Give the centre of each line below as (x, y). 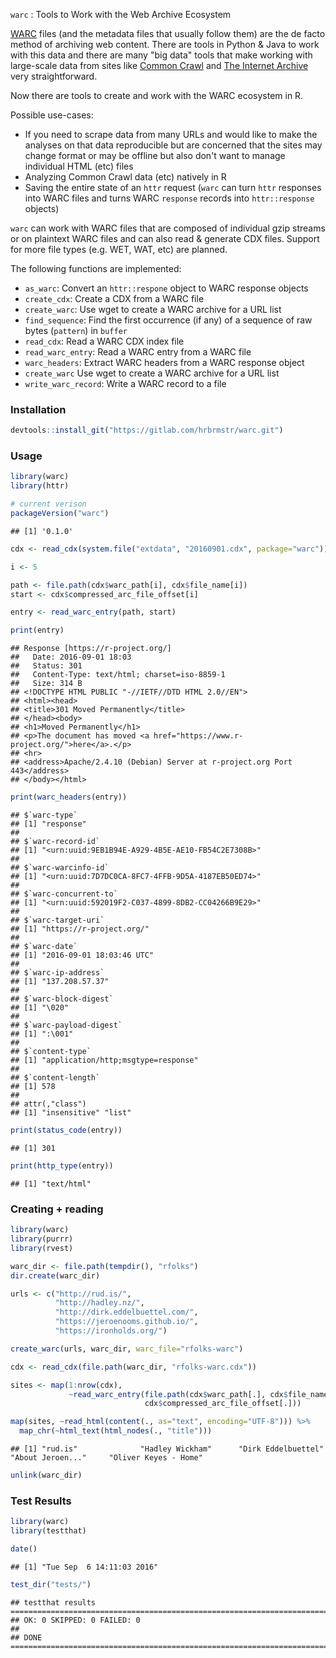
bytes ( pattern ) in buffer (76, 330)
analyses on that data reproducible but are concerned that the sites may (173, 145)
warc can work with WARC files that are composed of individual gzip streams (168, 228)
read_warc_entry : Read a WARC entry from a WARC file (138, 352)
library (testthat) (48, 1531)
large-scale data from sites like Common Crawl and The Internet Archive (159, 65)
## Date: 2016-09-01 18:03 (71, 657)
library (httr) (40, 486)
